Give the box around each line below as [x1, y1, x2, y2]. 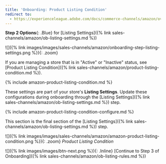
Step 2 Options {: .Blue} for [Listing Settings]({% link [5, 30, 111, 36]
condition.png [5, 138, 34, 144]
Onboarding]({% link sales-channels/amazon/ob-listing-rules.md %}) [5, 153, 146, 159]
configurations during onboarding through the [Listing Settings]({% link [5, 94, 150, 100]
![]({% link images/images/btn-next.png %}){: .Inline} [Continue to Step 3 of [5, 148, 160, 154]
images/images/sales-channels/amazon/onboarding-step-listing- [26, 45, 160, 51]
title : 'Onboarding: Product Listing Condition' [5, 7, 107, 12]
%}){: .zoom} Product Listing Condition [34, 138, 114, 144]
